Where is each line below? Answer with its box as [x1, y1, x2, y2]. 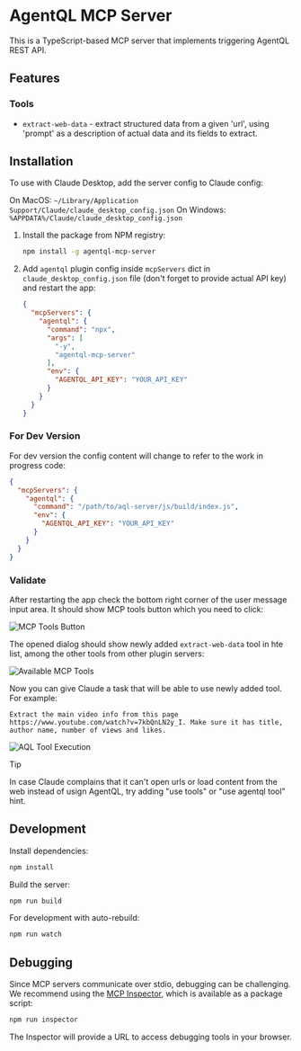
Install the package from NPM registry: [22, 230, 166, 241]
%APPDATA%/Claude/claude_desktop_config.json [9, 214, 182, 223]
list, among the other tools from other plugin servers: [9, 648, 205, 659]
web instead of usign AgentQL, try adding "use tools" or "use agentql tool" [9, 786, 286, 797]
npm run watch [9, 930, 63, 940]
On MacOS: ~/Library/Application [9, 195, 139, 206]
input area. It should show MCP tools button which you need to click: [9, 603, 264, 614]
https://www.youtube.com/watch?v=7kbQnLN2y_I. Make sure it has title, [9, 717, 283, 726]
